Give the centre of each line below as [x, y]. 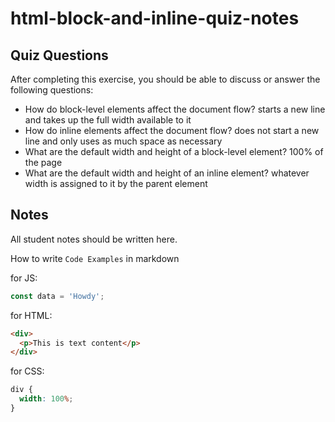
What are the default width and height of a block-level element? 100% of [174, 151]
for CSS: [27, 371]
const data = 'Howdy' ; [57, 296]
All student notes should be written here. [94, 239]
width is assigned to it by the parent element [116, 183]
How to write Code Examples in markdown [95, 258]
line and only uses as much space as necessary [123, 141]
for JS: [24, 278]
